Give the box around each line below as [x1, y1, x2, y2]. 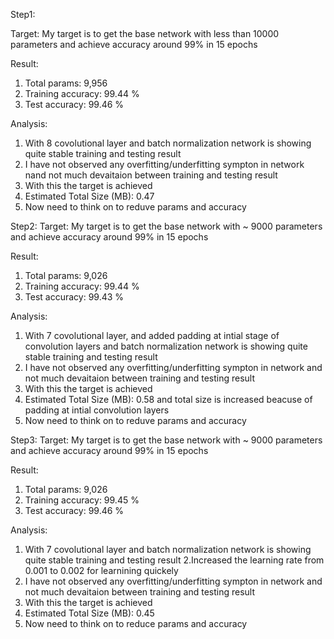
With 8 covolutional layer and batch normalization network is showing [24, 137, 312, 149]
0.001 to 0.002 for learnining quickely [24, 565, 179, 576]
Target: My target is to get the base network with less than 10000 [10, 28, 280, 39]
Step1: [10, 9, 36, 20]
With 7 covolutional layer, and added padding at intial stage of [24, 330, 280, 341]
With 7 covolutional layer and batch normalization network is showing [24, 544, 312, 555]
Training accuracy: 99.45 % [24, 494, 140, 506]
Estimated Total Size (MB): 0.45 [24, 607, 155, 619]
